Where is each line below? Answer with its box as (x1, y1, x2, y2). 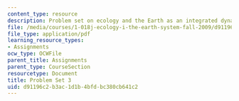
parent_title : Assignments (7, 57, 87, 64)
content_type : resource (7, 10, 78, 18)
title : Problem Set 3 (7, 76, 72, 84)
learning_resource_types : (7, 37, 84, 44)
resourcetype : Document (7, 70, 78, 77)
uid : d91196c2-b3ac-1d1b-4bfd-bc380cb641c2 (7, 83, 139, 90)
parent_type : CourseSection (7, 63, 91, 70)
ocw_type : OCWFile (7, 51, 62, 58)
